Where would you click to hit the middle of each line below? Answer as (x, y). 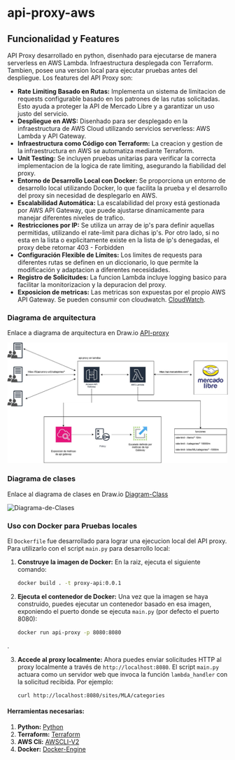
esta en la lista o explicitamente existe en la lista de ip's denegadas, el (118, 240)
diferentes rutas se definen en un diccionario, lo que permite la (108, 262)
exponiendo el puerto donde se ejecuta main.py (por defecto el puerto (118, 611)
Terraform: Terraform (49, 734)
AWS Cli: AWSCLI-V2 (48, 741)
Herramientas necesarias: (46, 711)
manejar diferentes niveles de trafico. (71, 218)
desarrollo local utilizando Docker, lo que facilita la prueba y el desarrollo (122, 188)
